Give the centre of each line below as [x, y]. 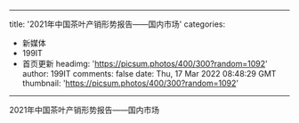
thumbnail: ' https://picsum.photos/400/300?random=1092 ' [130, 83]
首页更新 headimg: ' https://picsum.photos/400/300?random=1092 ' [145, 64]
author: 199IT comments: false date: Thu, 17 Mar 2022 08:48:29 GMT [149, 74]
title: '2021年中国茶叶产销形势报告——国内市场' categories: [117, 24]
